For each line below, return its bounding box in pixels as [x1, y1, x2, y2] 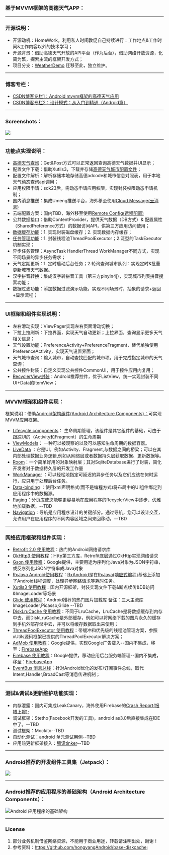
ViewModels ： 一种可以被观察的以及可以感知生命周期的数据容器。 [12, 440, 150, 446]
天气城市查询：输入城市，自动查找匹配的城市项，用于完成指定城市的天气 [12, 354, 162, 360]
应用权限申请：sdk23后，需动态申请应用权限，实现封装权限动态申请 [12, 185, 153, 191]
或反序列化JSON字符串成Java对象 [12, 565, 83, 572]
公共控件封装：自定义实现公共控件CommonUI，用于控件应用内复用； [12, 367, 155, 373]
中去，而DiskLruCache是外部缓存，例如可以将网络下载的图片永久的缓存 [12, 615, 161, 621]
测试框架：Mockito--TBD [12, 727, 64, 733]
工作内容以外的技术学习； [20, 43, 73, 49]
